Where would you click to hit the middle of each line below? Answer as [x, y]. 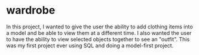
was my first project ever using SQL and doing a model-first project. [90, 46]
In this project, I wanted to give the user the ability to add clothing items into [99, 27]
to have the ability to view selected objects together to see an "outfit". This [98, 39]
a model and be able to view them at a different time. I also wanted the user [99, 33]
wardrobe [31, 10]
